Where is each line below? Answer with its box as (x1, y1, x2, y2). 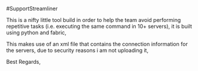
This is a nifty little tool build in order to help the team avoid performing (6, 17, 181, 23)
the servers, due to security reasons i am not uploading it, (6, 47, 148, 54)
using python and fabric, (6, 29, 67, 36)
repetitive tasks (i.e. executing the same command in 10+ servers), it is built (6, 23, 193, 30)
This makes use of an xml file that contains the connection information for (6, 41, 188, 47)
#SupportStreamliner (6, 5, 58, 12)
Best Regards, (6, 59, 41, 65)
